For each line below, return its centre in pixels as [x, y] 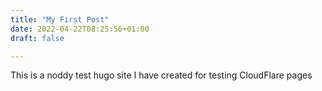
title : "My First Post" [60, 19]
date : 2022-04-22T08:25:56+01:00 [80, 29]
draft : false [37, 38]
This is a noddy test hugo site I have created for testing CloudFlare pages [161, 75]
